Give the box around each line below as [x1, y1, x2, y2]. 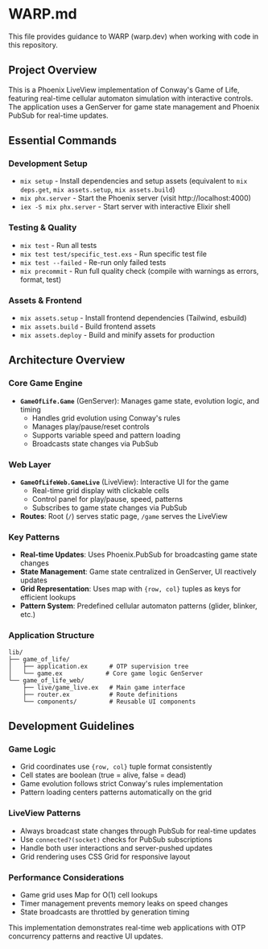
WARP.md [8, 5, 78, 23]
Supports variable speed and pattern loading [31, 430, 181, 440]
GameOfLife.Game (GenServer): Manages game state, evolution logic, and [19, 396, 260, 405]
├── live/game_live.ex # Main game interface [23, 683, 185, 691]
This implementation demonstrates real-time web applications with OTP [8, 922, 246, 932]
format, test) [19, 275, 62, 284]
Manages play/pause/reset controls [31, 421, 150, 431]
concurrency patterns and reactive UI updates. [8, 931, 163, 941]
